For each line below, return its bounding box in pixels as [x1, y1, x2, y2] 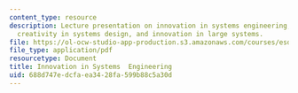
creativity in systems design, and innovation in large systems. [17, 29, 264, 38]
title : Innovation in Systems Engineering [9, 63, 173, 72]
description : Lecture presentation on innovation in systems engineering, [9, 21, 292, 30]
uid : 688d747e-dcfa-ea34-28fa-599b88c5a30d [9, 71, 173, 80]
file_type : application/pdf [9, 46, 114, 55]
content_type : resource [9, 12, 98, 22]
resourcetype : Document [9, 54, 98, 63]
